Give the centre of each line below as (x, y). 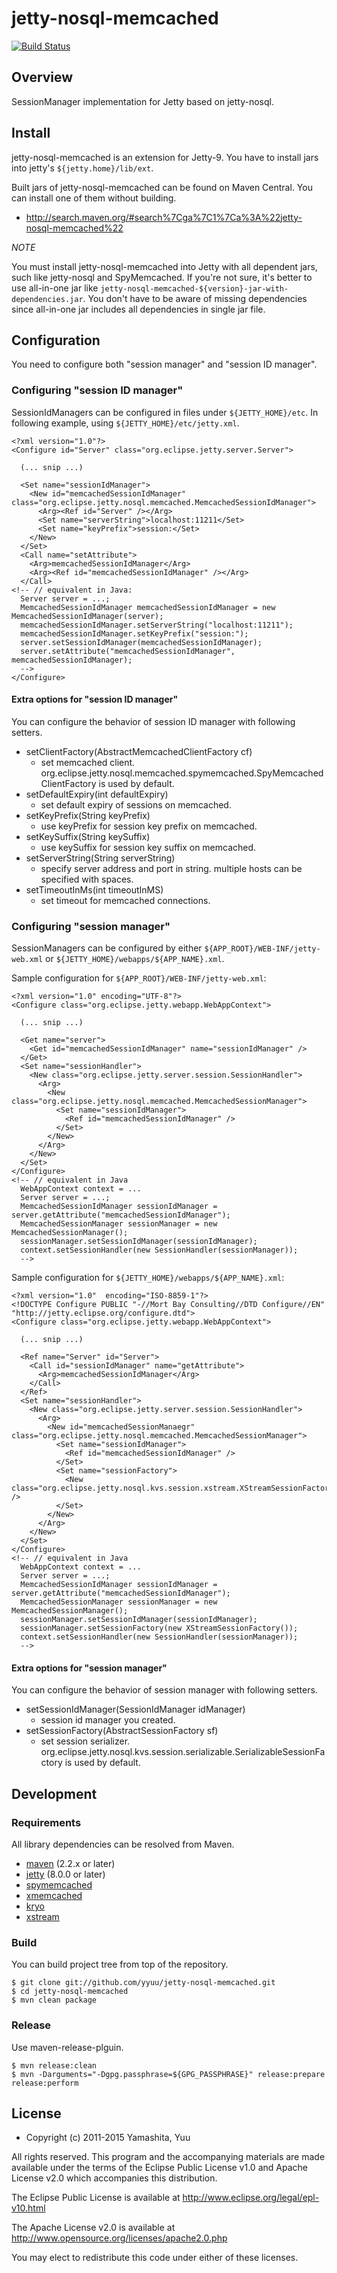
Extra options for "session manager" (89, 1668)
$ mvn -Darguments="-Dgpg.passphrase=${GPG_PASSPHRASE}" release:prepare (168, 2074)
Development (54, 1793)
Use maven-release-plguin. (67, 2047)
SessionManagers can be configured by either (107, 948)
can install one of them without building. (94, 198)
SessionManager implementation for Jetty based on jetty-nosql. (142, 101)
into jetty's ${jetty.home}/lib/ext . (82, 168)
